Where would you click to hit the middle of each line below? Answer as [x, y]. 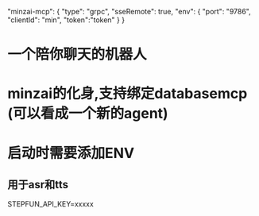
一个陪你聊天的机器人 [77, 54]
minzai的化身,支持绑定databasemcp [128, 94]
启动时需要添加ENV [71, 153]
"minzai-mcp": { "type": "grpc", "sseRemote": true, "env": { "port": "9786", [129, 12]
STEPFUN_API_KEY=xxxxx [51, 204]
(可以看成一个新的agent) [88, 114]
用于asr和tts [38, 185]
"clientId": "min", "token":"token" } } [66, 20]
